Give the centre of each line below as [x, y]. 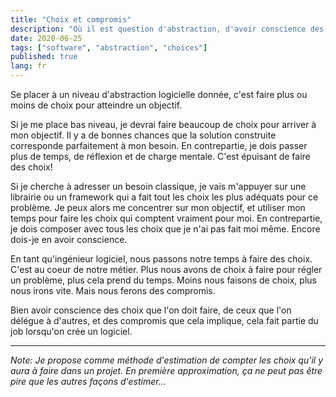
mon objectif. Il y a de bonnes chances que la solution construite [143, 135]
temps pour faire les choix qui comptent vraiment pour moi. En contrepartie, [166, 218]
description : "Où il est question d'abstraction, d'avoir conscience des [167, 29]
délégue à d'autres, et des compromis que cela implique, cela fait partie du [164, 320]
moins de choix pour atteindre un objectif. [96, 105]
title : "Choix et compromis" [71, 19]
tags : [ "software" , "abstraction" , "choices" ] [109, 47]
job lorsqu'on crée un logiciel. [71, 331]
